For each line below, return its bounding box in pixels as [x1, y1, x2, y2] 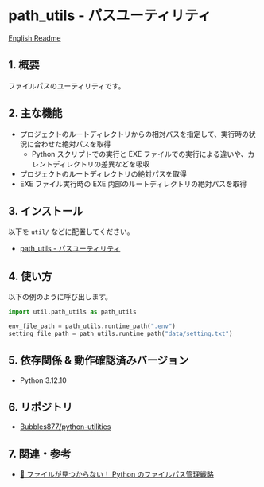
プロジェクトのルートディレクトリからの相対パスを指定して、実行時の [19, 129, 249, 138]
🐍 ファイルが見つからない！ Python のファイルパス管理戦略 [19, 469, 215, 479]
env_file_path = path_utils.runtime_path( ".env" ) [8, 322, 177, 330]
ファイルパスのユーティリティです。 [8, 80, 126, 91]
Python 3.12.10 [19, 375, 68, 385]
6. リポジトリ [8, 400, 73, 414]
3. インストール [8, 204, 83, 218]
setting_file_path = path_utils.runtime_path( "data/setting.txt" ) [8, 329, 233, 337]
